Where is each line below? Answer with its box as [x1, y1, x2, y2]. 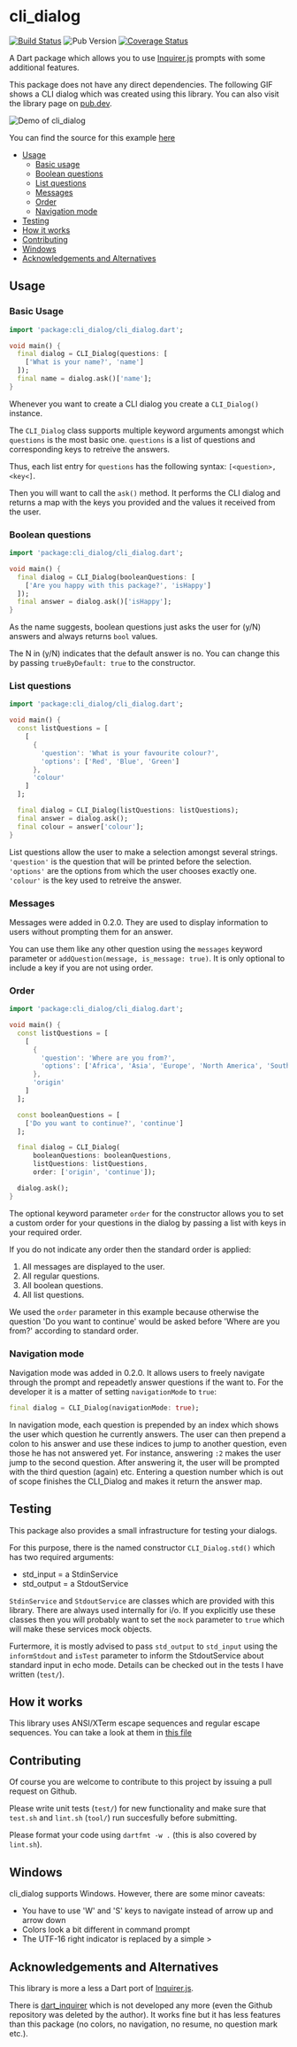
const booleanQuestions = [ [17, 1110, 121, 1119]
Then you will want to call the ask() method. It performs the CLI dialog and [9, 487, 281, 498]
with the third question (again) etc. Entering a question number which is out [9, 1466, 284, 1477]
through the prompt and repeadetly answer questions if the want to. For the [9, 1377, 285, 1387]
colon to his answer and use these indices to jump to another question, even [9, 1438, 287, 1448]
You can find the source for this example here [9, 132, 176, 143]
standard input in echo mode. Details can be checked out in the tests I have [9, 1659, 285, 1670]
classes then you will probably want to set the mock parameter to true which [9, 1614, 286, 1625]
